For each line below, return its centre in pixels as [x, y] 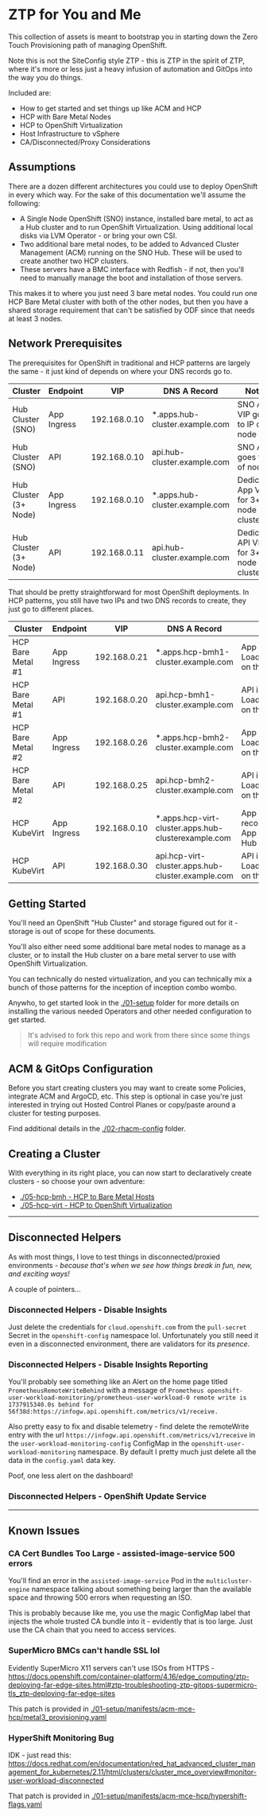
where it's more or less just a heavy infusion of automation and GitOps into [130, 68]
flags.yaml [25, 1804]
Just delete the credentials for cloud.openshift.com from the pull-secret [128, 1327]
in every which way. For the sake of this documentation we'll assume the [127, 195]
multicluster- [229, 1582]
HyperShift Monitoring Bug [61, 1737]
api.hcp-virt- [180, 855]
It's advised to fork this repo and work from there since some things [139, 1035]
